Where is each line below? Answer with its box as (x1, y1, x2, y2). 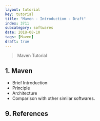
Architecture (12, 90, 38, 96)
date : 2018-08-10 (5, 30, 40, 35)
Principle (12, 85, 30, 91)
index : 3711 (5, 21, 29, 26)
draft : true (5, 39, 29, 44)
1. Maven (5, 67, 33, 75)
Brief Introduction (12, 79, 48, 86)
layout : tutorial (5, 7, 40, 12)
